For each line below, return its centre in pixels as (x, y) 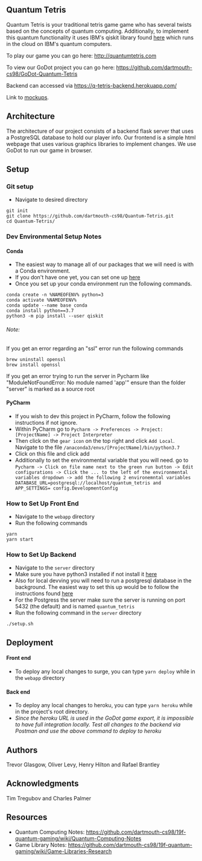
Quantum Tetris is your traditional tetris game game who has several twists (99, 24)
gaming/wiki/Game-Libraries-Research (63, 851)
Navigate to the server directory (55, 568)
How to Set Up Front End (43, 504)
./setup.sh (20, 624)
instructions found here (44, 594)
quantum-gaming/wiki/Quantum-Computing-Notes (78, 838)
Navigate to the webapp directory (55, 517)
